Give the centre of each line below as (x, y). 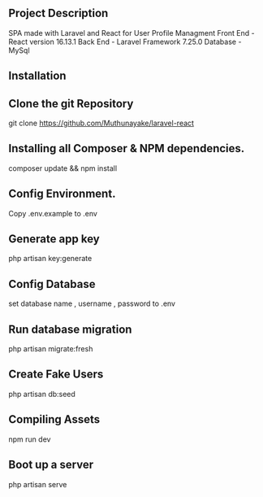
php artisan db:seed (42, 394)
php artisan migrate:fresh (51, 349)
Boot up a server (51, 465)
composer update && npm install (63, 168)
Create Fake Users (56, 375)
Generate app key (54, 239)
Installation (37, 76)
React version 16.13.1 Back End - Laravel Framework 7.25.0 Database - (125, 41)
